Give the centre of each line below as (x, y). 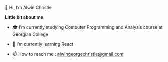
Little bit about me (24, 17)
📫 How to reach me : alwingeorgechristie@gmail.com (68, 54)
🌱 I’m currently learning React (43, 44)
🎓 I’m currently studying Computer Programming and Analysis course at (87, 27)
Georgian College (30, 34)
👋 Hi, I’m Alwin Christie (28, 8)
